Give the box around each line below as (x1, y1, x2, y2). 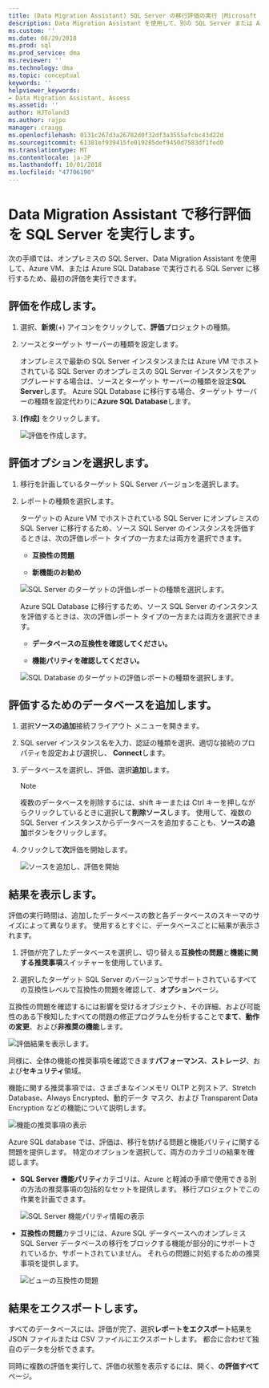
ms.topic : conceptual (8, 71, 81, 79)
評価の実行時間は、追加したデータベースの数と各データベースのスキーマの (8, 911, 254, 920)
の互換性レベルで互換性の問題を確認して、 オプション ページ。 (19, 984, 223, 995)
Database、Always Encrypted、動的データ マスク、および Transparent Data (8, 1093, 259, 1103)
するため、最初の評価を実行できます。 (14, 274, 142, 283)
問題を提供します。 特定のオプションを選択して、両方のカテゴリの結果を (8, 1147, 248, 1157)
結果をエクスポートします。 (8, 1301, 144, 1315)
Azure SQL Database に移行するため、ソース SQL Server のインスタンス (19, 601, 259, 611)
